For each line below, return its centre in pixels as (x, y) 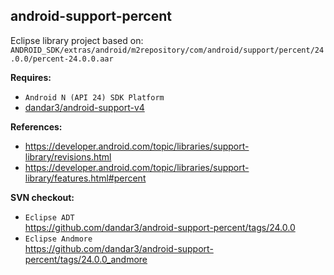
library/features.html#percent (85, 178)
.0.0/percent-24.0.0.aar (62, 59)
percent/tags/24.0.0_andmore (86, 259)
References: (36, 126)
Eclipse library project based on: (77, 40)
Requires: (31, 77)
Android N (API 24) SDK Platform (94, 97)
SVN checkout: (42, 197)
